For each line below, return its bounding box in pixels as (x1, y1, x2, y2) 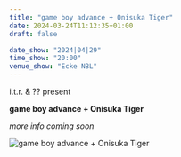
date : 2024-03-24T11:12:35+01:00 (9, 21, 134, 30)
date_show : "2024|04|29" (9, 45, 102, 54)
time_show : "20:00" (9, 54, 82, 63)
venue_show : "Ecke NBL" (9, 62, 98, 71)
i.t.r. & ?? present (9, 86, 71, 97)
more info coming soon (9, 121, 95, 131)
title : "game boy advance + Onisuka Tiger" (9, 12, 174, 22)
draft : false (9, 29, 58, 38)
